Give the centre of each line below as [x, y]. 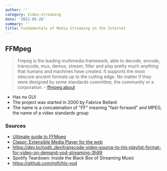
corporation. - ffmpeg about [46, 87]
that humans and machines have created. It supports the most [81, 71]
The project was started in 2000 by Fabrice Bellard [65, 102]
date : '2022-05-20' [25, 19]
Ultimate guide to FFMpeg [39, 137]
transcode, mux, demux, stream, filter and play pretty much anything [88, 66]
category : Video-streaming [33, 14]
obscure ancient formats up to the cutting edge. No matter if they [84, 76]
